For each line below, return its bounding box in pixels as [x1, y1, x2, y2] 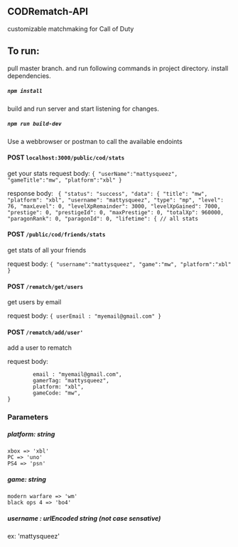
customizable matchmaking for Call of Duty [7, 24, 134, 33]
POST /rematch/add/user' [7, 328, 84, 336]
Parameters [7, 412, 48, 422]
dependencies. [7, 71, 51, 80]
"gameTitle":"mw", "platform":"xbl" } [7, 177, 122, 184]
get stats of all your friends [7, 245, 87, 254]
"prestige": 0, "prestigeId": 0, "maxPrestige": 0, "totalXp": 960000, [7, 209, 224, 216]
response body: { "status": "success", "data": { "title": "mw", [7, 189, 208, 197]
